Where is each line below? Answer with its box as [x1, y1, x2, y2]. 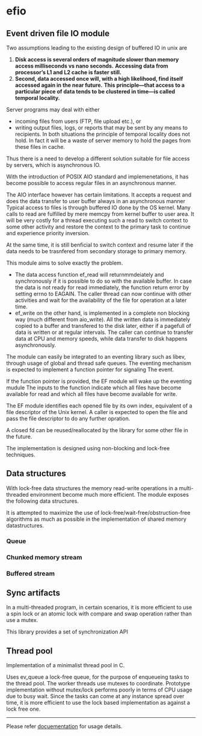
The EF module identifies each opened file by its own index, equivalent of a [6, 402, 192, 409]
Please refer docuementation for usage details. [6, 723, 123, 730]
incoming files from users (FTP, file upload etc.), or [14, 118, 141, 125]
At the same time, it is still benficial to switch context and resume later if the [6, 241, 194, 248]
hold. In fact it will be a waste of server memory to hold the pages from [14, 137, 191, 144]
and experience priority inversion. [6, 230, 90, 236]
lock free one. [6, 705, 41, 712]
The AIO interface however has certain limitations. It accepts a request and [6, 191, 192, 198]
